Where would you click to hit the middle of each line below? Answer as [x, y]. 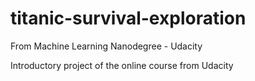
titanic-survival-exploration [128, 18]
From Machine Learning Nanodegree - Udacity [106, 46]
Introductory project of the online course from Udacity [122, 65]
